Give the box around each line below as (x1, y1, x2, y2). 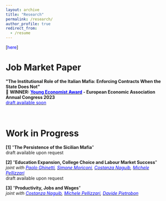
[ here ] (5, 44, 18, 50)
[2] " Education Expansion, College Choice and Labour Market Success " (5, 159, 157, 165)
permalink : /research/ (5, 16, 53, 21)
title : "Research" (5, 12, 44, 17)
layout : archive (5, 7, 39, 12)
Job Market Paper (5, 62, 81, 73)
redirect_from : (5, 26, 37, 31)
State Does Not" (5, 83, 40, 89)
